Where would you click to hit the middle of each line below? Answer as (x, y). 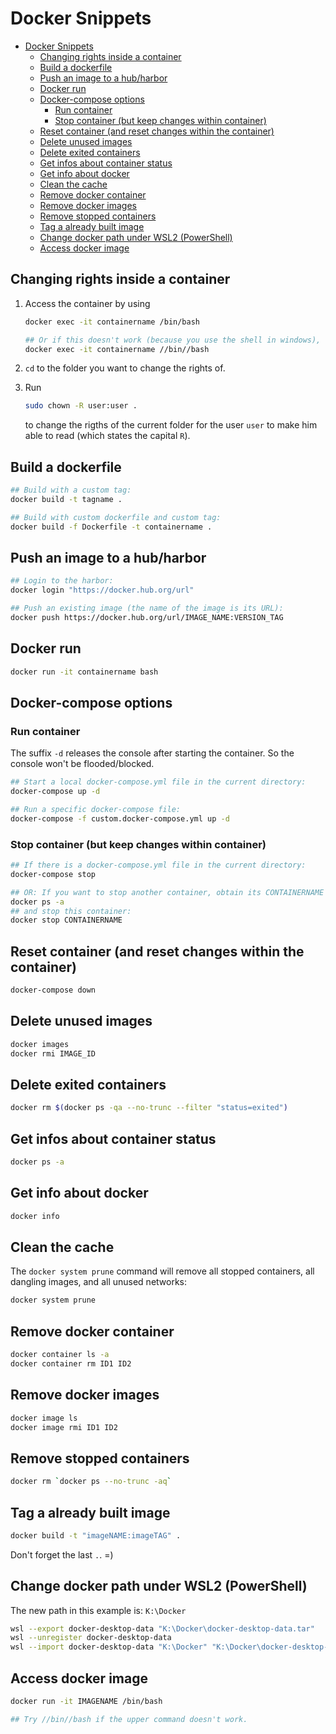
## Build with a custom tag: (71, 490)
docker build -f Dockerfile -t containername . (111, 527)
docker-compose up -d (55, 792)
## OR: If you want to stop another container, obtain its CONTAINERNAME (167, 892)
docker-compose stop (53, 874)
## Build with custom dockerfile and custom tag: (116, 517)
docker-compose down (53, 990)
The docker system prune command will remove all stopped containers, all (162, 1271)
